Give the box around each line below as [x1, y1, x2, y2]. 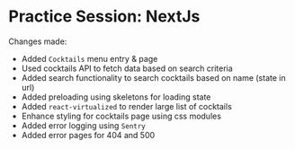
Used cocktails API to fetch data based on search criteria [21, 63, 233, 74]
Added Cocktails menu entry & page [21, 53, 158, 64]
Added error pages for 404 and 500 [21, 129, 156, 140]
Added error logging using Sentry [21, 119, 146, 131]
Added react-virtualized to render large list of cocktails [21, 101, 233, 111]
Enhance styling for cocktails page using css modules [21, 110, 222, 121]
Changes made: [8, 36, 67, 47]
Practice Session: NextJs [8, 6, 201, 27]
